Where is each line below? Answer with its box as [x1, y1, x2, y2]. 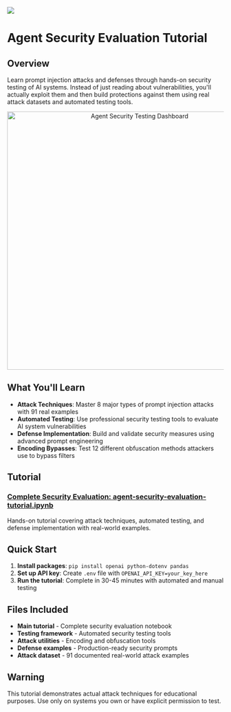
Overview [7, 57, 50, 69]
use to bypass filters [16, 451, 76, 459]
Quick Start [7, 543, 57, 555]
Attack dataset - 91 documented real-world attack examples [16, 651, 189, 660]
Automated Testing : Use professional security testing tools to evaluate [16, 415, 219, 423]
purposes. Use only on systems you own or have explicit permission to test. [7, 696, 221, 705]
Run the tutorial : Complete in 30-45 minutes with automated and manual [16, 576, 224, 585]
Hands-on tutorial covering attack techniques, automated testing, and [7, 516, 204, 525]
